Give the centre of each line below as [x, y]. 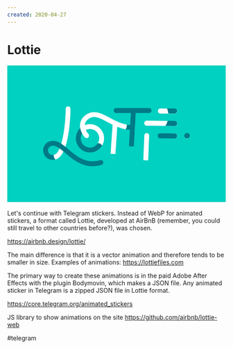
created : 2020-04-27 [37, 15]
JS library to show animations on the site [65, 317]
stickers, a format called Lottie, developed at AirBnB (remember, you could [114, 220]
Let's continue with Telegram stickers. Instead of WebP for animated [105, 213]
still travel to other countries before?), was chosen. [80, 228]
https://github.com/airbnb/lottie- [171, 317]
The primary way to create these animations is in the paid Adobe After [107, 275]
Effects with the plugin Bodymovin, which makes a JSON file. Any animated [115, 283]
